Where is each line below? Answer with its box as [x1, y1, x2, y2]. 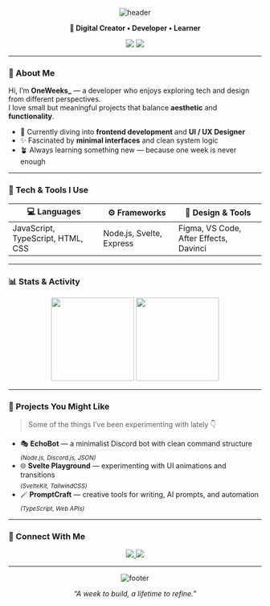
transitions [19, 470, 55, 479]
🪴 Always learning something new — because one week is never [19, 145, 237, 155]
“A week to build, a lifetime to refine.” [73, 588, 197, 598]
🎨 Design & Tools [184, 207, 252, 218]
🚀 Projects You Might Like [8, 401, 110, 412]
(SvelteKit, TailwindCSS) [19, 482, 88, 490]
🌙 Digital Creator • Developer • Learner [69, 23, 201, 32]
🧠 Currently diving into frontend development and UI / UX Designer [19, 127, 246, 137]
